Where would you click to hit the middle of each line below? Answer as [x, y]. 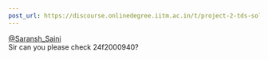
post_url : [25, 16]
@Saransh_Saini [35, 38]
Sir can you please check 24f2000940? [73, 47]
